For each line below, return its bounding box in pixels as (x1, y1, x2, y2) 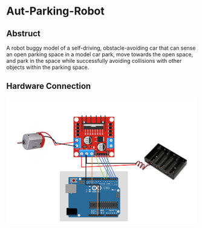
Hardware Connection (6, 81, 91, 91)
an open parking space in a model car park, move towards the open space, (6, 51, 194, 58)
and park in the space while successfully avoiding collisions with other (6, 57, 182, 64)
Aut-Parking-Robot (6, 4, 105, 18)
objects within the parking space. (6, 64, 90, 71)
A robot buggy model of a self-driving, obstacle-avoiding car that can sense (6, 44, 196, 51)
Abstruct (6, 28, 41, 39)
